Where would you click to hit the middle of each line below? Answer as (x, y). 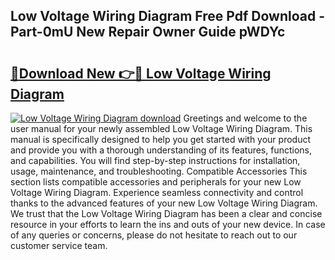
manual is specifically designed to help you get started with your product (161, 139)
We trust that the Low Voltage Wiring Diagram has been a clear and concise (166, 213)
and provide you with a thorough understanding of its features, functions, (161, 150)
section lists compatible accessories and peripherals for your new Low (156, 182)
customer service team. (59, 245)
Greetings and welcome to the (245, 118)
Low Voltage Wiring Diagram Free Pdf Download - (167, 16)
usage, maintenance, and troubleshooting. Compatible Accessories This (159, 171)
